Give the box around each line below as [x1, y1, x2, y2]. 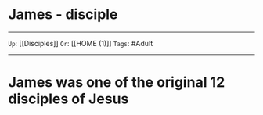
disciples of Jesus [8, 90, 129, 108]
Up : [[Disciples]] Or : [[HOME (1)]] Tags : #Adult [8, 38, 153, 48]
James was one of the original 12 [8, 74, 225, 92]
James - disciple [8, 5, 118, 23]
